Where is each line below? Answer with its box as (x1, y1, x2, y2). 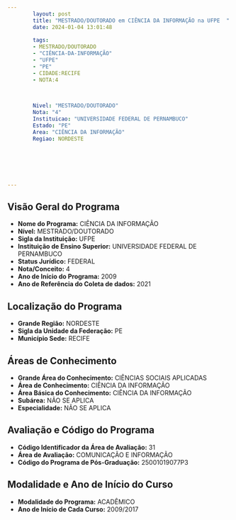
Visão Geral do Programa (7, 201, 120, 213)
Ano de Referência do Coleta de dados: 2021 (17, 280, 151, 288)
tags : (33, 37, 50, 44)
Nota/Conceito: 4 (17, 265, 71, 273)
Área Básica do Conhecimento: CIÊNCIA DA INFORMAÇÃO (17, 389, 192, 397)
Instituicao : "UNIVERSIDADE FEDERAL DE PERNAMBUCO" (33, 115, 189, 123)
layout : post (33, 10, 72, 18)
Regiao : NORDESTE (33, 135, 84, 142)
